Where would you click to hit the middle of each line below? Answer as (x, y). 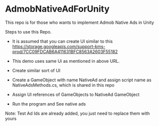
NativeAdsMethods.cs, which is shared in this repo (63, 85)
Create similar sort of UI (36, 70)
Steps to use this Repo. (28, 32)
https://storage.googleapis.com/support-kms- (59, 46)
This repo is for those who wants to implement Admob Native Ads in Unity (79, 22)
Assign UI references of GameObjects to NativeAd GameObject (76, 94)
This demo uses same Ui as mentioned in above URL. (66, 61)
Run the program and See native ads (49, 104)
